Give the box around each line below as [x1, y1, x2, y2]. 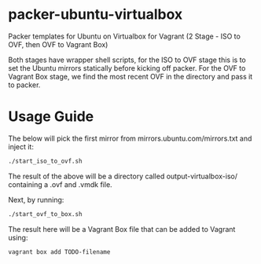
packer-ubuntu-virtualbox [8, 5, 183, 24]
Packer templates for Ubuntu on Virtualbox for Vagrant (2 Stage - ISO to [8, 31, 241, 41]
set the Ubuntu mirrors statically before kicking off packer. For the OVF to [8, 63, 246, 72]
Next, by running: [8, 195, 64, 204]
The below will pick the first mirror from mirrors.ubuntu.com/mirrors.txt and [8, 134, 252, 143]
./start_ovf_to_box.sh [8, 210, 83, 218]
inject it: [8, 141, 34, 151]
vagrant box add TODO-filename [8, 247, 111, 256]
